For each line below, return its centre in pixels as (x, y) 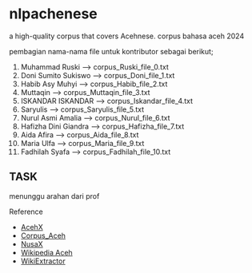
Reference (26, 212)
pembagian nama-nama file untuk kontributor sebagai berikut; (112, 51)
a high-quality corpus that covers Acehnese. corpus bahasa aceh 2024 (127, 36)
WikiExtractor (43, 261)
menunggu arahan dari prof (54, 196)
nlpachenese (54, 14)
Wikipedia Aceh (46, 252)
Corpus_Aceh (43, 235)
